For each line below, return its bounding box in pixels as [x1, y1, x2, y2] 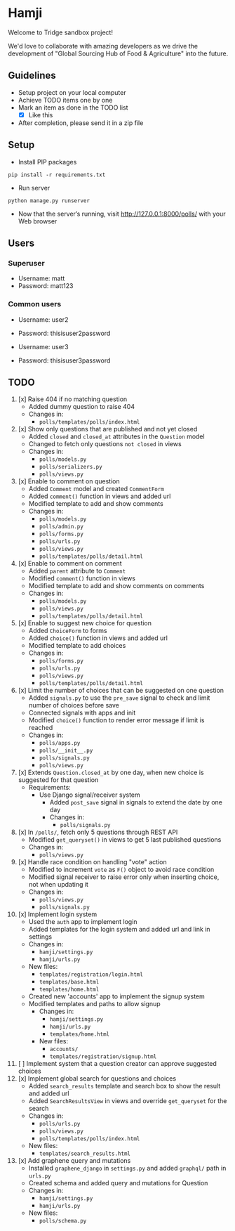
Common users [8, 299, 62, 309]
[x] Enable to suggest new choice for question [18, 619, 152, 627]
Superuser [8, 258, 45, 268]
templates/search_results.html [39, 1150, 130, 1157]
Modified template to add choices [28, 641, 126, 650]
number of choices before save [28, 701, 120, 710]
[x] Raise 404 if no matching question [18, 395, 128, 403]
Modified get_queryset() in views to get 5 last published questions [28, 835, 222, 844]
